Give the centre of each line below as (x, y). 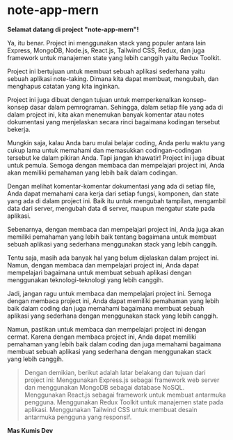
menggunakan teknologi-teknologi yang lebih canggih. (86, 280)
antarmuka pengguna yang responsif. (78, 417)
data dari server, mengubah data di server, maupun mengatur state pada (111, 208)
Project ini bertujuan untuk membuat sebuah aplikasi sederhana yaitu (106, 71)
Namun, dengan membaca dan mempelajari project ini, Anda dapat (103, 265)
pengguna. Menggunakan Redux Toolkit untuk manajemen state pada (124, 402)
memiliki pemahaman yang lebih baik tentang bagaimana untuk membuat (112, 237)
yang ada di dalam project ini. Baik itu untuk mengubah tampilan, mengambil (116, 200)
